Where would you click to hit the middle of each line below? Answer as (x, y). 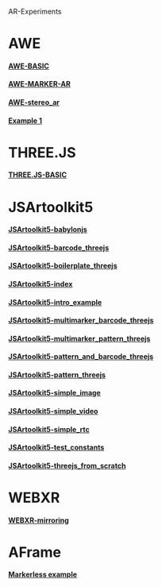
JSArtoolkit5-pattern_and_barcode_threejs (81, 357)
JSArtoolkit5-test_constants (56, 447)
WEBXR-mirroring (39, 520)
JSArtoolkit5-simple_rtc (49, 429)
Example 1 (25, 120)
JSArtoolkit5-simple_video (53, 411)
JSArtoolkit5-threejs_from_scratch (67, 465)
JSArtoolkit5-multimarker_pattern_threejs (79, 338)
